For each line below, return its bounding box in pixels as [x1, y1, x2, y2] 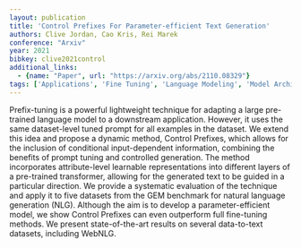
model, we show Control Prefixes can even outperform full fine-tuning [9, 209, 268, 219]
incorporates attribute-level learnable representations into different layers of [9, 161, 291, 172]
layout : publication [9, 13, 87, 22]
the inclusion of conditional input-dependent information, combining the [9, 142, 275, 153]
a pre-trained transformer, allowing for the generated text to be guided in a [9, 171, 285, 182]
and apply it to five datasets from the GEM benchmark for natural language [9, 190, 286, 201]
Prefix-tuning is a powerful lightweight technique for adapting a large [9, 104, 264, 115]
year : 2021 [9, 47, 50, 56]
